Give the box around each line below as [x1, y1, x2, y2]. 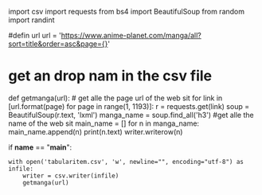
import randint [8, 15, 55, 25]
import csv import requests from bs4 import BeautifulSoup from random [8, 7, 245, 16]
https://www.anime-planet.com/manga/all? [61, 31, 201, 40]
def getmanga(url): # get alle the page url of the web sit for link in [8, 93, 223, 103]
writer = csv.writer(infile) [22, 171, 119, 180]
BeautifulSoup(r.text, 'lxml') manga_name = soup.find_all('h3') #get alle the [8, 110, 254, 119]
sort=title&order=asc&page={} [8, 39, 108, 49]
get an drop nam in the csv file [8, 67, 213, 85]
